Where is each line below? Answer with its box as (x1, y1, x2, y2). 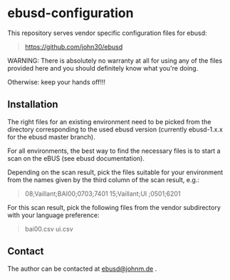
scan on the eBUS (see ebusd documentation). (7, 154, 145, 162)
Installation (7, 99, 58, 111)
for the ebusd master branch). (7, 132, 95, 141)
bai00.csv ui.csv (24, 224, 73, 233)
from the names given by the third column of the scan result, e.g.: (7, 175, 199, 184)
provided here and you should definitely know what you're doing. (7, 64, 199, 72)
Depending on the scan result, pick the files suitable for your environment (7, 168, 224, 176)
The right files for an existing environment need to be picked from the (7, 117, 211, 126)
